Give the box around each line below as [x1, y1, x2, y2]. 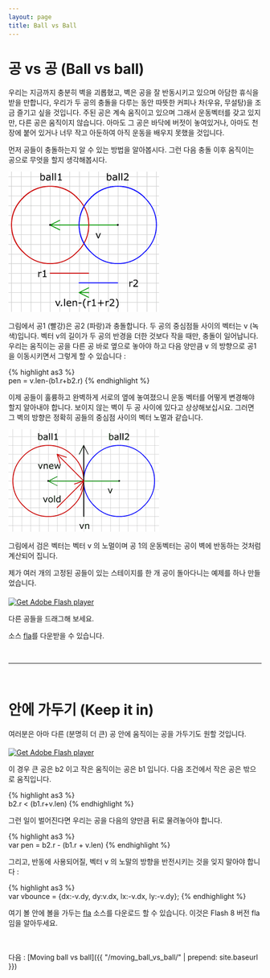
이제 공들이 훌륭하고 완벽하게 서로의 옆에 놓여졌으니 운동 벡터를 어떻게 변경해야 [8, 393, 256, 402]
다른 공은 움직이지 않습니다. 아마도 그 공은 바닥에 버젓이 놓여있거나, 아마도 [18, 118, 251, 128]
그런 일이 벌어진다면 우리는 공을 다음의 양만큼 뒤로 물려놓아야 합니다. [8, 815, 223, 825]
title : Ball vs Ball [8, 21, 78, 30]
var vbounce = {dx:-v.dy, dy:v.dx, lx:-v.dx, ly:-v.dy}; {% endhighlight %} [8, 892, 247, 902]
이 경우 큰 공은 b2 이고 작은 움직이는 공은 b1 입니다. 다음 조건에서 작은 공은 [8, 765, 242, 774]
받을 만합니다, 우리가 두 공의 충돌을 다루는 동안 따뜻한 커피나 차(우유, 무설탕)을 [8, 97, 253, 108]
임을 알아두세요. [8, 918, 59, 928]
